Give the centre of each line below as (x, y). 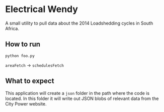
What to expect (30, 81)
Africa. (12, 28)
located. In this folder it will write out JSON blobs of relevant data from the (82, 98)
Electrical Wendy (42, 9)
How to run (23, 44)
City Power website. (26, 103)
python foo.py (20, 56)
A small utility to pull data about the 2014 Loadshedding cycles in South (79, 23)
